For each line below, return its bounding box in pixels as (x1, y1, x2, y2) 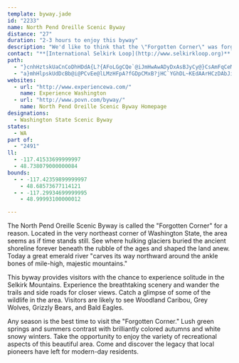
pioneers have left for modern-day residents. (7, 347, 139, 356)
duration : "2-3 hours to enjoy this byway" (7, 37, 139, 44)
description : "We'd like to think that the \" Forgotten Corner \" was (7, 43, 218, 51)
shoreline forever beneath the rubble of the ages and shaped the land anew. (7, 244, 230, 253)
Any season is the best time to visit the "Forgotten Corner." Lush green (7, 317, 215, 326)
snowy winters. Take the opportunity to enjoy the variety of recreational (7, 332, 217, 341)
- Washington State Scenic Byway (14, 116, 113, 123)
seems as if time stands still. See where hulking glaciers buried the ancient (7, 236, 226, 246)
